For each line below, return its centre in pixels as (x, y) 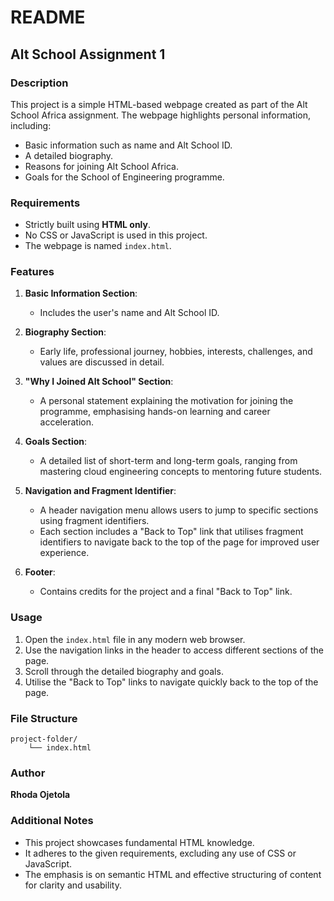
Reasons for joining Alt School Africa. (101, 166)
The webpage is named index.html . (98, 246)
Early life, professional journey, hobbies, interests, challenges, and (176, 352)
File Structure (44, 718)
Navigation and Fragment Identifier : (100, 491)
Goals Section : (56, 442)
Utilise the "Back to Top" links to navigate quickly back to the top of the (171, 682)
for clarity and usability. (73, 885)
